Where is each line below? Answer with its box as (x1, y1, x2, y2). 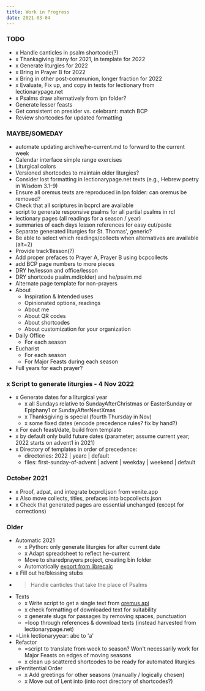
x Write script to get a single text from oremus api (24, 599, 149, 606)
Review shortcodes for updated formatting (15, 114, 122, 121)
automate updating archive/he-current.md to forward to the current (15, 143, 185, 151)
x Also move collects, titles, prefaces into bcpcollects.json (15, 494, 162, 502)
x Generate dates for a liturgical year (15, 393, 108, 401)
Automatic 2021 (15, 537, 55, 544)
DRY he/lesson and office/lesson (15, 267, 98, 274)
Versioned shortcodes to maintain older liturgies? (15, 169, 140, 176)
